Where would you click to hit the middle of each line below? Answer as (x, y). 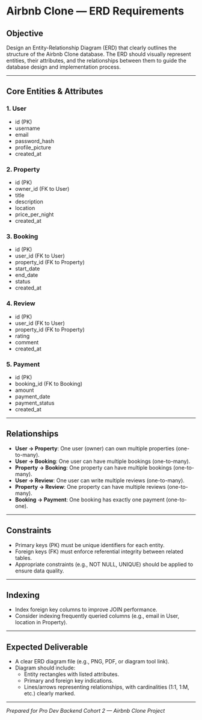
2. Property (23, 169)
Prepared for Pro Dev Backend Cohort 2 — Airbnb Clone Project (86, 711)
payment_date (32, 396)
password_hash (35, 141)
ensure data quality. (39, 571)
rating (22, 336)
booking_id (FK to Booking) (49, 383)
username (27, 128)
